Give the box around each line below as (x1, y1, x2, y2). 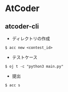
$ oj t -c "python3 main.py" (5, 64, 64, 69)
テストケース (12, 54, 38, 60)
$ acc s (5, 83, 21, 88)
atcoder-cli (5, 22, 40, 31)
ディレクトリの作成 (12, 36, 50, 41)
